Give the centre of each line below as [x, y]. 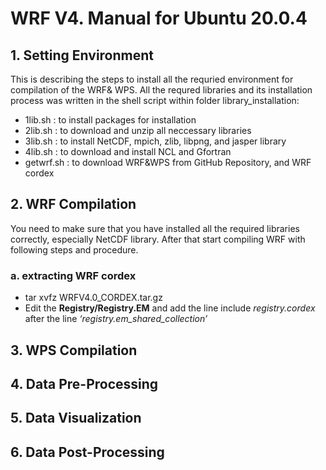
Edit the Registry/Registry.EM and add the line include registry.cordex [170, 308]
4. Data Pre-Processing [84, 383]
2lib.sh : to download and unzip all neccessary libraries [138, 130]
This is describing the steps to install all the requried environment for [152, 79]
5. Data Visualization [76, 418]
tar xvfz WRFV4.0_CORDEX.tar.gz [93, 298]
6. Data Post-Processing [87, 452]
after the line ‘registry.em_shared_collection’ [116, 319]
